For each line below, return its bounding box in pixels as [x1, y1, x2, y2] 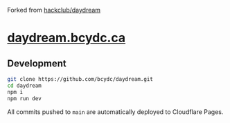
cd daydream [7, 82, 42, 89]
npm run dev [7, 95, 42, 102]
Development [7, 57, 67, 69]
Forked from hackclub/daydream [7, 6, 101, 14]
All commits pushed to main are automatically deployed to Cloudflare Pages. [7, 107, 224, 116]
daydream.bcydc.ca [7, 30, 126, 46]
